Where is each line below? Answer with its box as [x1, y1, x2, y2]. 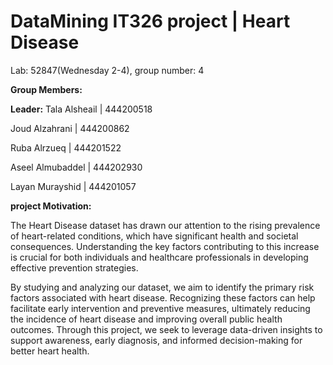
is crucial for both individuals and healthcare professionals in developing [10, 251, 309, 263]
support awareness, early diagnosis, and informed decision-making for [10, 334, 303, 346]
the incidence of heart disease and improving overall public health [10, 313, 283, 325]
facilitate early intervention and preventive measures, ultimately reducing [10, 302, 311, 314]
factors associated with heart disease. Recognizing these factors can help [10, 291, 316, 304]
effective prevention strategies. [10, 261, 139, 274]
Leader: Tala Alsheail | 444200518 [10, 103, 153, 115]
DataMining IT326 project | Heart [10, 10, 291, 33]
